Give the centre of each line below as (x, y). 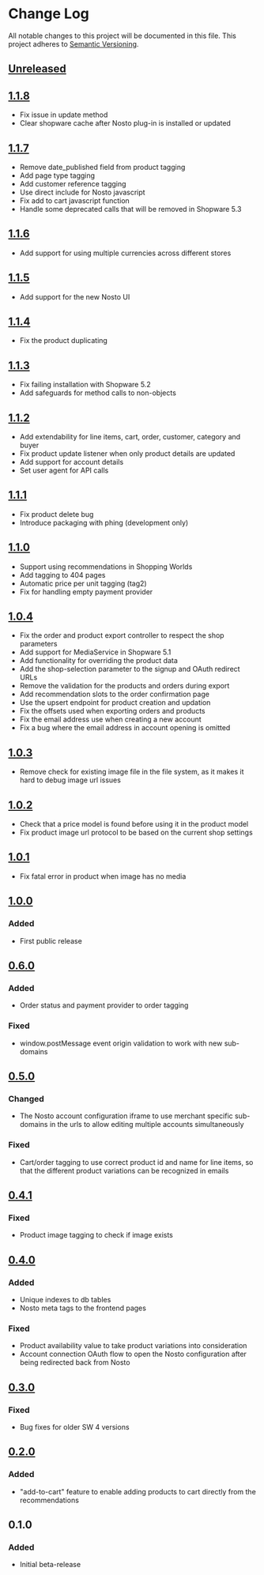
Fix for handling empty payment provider (86, 592)
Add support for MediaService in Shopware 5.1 (95, 652)
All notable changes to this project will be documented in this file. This (123, 36)
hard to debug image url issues (70, 780)
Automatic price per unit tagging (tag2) (83, 583)
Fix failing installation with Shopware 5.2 (85, 385)
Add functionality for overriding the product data (98, 661)
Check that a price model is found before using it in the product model (134, 824)
